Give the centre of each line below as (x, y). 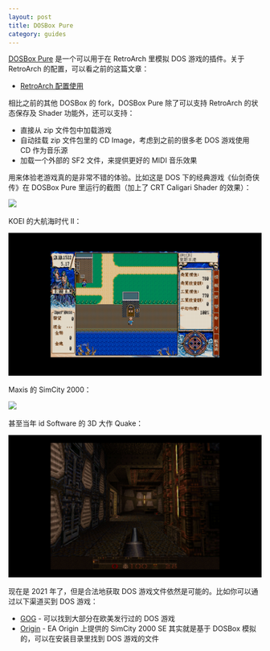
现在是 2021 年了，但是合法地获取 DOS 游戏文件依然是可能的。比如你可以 (130, 591)
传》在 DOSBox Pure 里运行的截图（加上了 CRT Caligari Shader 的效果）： (130, 187)
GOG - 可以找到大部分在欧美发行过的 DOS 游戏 (97, 619)
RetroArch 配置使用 (52, 86)
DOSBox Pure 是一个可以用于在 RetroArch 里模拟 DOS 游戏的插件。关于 (127, 59)
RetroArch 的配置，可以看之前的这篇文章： (79, 69)
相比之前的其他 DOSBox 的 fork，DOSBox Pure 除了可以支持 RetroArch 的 (130, 103)
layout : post (30, 17)
